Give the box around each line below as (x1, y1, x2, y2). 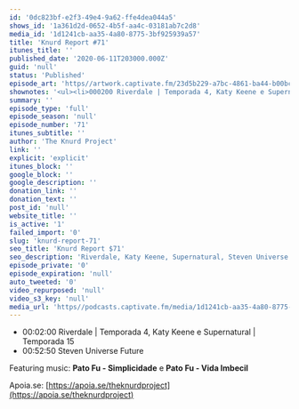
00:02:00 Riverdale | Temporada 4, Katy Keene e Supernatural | (21, 326, 256, 338)
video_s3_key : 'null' (9, 294, 90, 303)
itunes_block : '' (9, 162, 74, 171)
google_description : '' (9, 179, 98, 188)
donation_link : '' (9, 187, 77, 196)
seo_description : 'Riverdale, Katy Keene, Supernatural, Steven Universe (9, 253, 289, 262)
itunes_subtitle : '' (9, 129, 86, 138)
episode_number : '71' (9, 121, 90, 130)
